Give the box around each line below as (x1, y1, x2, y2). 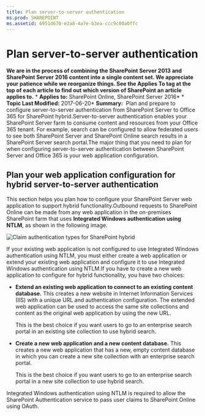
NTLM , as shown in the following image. (6, 221, 108, 229)
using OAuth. (6, 403, 39, 410)
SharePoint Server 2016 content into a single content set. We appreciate (6, 74, 194, 81)
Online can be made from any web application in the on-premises (6, 209, 171, 216)
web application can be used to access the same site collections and (15, 303, 189, 310)
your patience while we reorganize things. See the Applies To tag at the (6, 80, 192, 88)
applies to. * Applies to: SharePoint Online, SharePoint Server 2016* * (6, 93, 185, 101)
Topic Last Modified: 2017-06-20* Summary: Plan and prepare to (6, 99, 176, 107)
